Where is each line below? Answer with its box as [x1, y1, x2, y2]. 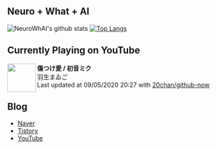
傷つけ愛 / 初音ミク [37, 64, 92, 72]
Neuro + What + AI [7, 6, 90, 17]
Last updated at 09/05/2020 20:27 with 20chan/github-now [37, 80, 210, 89]
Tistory [17, 127, 38, 135]
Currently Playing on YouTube [7, 45, 141, 57]
